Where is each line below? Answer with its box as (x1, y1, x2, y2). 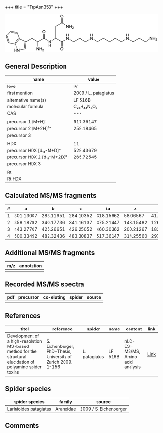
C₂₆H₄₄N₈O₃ (73, 104, 98, 109)
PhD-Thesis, (46, 348, 72, 354)
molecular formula (7, 104, 44, 109)
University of (46, 354, 72, 360)
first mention (7, 90, 33, 96)
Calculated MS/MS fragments (5, 191, 97, 200)
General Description (5, 62, 67, 70)
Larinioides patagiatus (7, 406, 52, 412)
